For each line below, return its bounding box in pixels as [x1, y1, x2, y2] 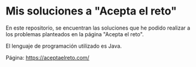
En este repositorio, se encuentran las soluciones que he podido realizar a [5, 24, 191, 31]
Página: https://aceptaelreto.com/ [5, 54, 90, 61]
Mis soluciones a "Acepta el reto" [5, 4, 177, 18]
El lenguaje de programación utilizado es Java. [5, 42, 122, 49]
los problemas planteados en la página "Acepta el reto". [5, 30, 144, 37]
